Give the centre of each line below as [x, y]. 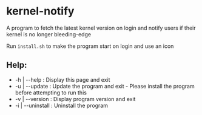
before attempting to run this [51, 93]
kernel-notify [40, 11]
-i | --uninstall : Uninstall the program [61, 105]
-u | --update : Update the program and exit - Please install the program [105, 86]
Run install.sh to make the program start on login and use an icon [90, 46]
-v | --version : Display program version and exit [75, 99]
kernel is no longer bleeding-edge [49, 34]
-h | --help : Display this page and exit [62, 79]
